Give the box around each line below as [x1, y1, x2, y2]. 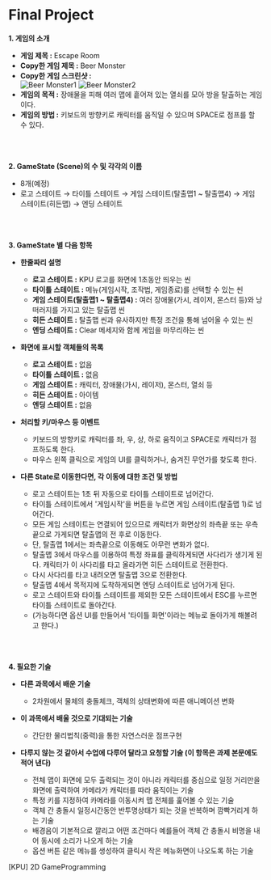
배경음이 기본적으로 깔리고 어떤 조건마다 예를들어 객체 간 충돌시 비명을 [31, 825, 252, 835]
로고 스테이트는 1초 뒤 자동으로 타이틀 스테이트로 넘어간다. [31, 489, 214, 498]
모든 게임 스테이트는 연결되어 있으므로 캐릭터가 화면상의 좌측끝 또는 [31, 519, 244, 529]
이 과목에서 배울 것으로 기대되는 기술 [19, 713, 133, 723]
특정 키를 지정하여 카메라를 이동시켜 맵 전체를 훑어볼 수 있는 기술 [31, 795, 235, 805]
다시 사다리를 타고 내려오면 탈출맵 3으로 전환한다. [31, 569, 188, 579]
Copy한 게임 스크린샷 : [19, 70, 92, 80]
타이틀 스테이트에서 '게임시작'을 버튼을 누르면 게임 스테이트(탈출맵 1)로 [31, 499, 254, 509]
